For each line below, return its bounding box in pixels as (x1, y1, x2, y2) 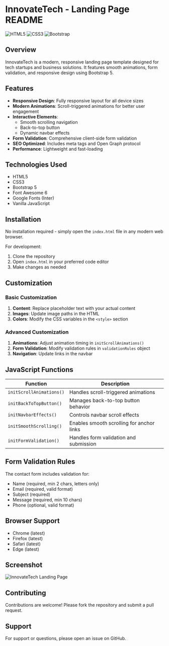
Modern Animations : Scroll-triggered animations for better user (12, 103, 145, 109)
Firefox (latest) (12, 535, 43, 541)
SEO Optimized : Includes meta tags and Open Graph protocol (12, 140, 141, 147)
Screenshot (5, 561, 43, 569)
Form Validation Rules (5, 458, 75, 466)
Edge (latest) (12, 546, 39, 552)
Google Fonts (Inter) (12, 195, 54, 201)
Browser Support (5, 516, 60, 525)
